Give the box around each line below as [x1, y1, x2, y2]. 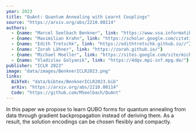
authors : [6, 24, 27, 31]
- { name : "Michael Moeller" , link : [11, 52, 98, 58]
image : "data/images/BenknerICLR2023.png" [6, 68, 111, 74]
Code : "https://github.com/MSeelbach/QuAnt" [11, 90, 121, 95]
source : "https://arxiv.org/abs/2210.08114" [6, 19, 116, 25]
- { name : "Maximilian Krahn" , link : [11, 36, 100, 41]
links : [6, 73, 22, 79]
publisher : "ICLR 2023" [6, 62, 64, 69]
